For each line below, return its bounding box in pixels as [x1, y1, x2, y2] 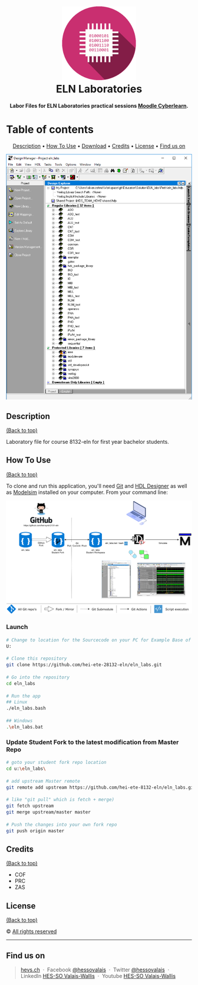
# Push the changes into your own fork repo [6, 822, 117, 828]
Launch [6, 623, 28, 631]
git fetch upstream [6, 803, 54, 809]
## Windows [6, 718, 33, 724]
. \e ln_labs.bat [6, 724, 44, 730]
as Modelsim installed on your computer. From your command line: [6, 489, 168, 496]
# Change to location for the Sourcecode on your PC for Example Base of [6, 637, 192, 643]
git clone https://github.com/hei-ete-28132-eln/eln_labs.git [6, 662, 162, 668]
